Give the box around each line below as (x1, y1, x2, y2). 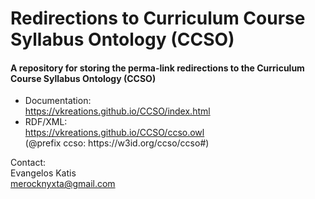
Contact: (10, 157, 47, 169)
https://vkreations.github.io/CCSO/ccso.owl (24, 127, 205, 139)
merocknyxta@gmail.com (10, 178, 116, 190)
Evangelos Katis (10, 167, 77, 179)
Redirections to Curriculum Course (10, 7, 306, 30)
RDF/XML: (24, 116, 68, 128)
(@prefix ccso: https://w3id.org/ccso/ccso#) (24, 137, 210, 149)
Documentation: (24, 95, 92, 107)
